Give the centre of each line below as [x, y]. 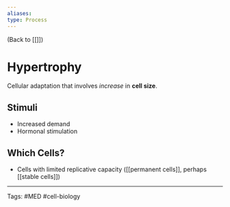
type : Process [27, 20]
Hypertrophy [44, 67]
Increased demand [43, 124]
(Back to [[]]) [25, 39]
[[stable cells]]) [38, 177]
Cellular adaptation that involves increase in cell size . [82, 86]
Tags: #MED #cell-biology [44, 197]
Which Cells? [36, 153]
